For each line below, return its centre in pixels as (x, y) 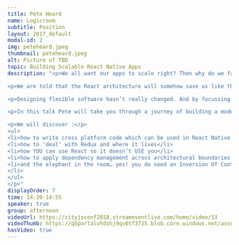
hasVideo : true (30, 230)
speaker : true (28, 204)
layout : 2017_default (39, 34)
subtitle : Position (36, 27)
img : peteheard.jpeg (38, 47)
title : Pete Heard (34, 14)
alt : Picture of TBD (38, 60)
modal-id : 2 (25, 40)
